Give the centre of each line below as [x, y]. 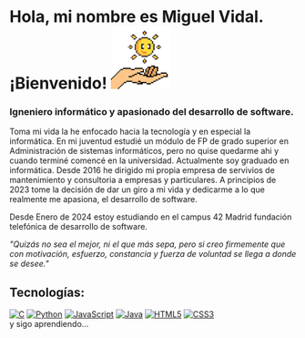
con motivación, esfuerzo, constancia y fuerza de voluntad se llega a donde [153, 254]
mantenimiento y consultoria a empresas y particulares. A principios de [143, 180]
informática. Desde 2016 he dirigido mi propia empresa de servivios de [142, 170]
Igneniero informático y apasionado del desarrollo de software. [152, 112]
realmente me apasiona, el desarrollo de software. [103, 200]
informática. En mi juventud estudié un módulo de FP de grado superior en [149, 141]
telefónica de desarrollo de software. [79, 227]
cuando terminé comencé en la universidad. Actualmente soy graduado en [149, 160]
